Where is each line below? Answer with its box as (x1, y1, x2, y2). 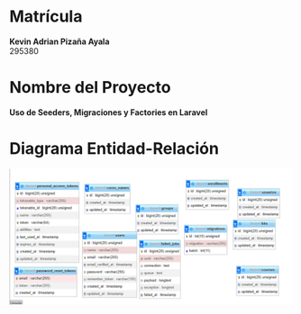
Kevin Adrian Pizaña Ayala (9, 36, 110, 47)
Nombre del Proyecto (9, 77, 171, 98)
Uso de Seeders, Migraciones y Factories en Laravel (9, 106, 208, 118)
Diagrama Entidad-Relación (9, 139, 219, 159)
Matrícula (9, 6, 83, 27)
